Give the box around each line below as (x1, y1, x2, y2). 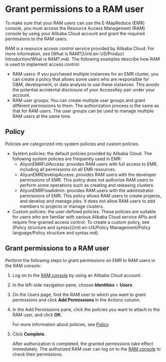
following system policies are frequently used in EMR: (12, 156, 122, 162)
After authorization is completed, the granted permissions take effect (12, 341, 154, 347)
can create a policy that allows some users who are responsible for (12, 76, 150, 82)
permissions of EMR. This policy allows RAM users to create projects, (19, 192, 162, 198)
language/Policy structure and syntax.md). (12, 230, 100, 236)
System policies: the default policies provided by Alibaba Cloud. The (12, 150, 152, 156)
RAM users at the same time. (12, 113, 71, 119)
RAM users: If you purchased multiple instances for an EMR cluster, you (12, 71, 159, 77)
